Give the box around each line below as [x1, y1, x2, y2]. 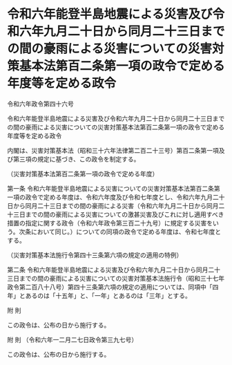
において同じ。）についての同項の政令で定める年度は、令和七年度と [30, 227, 222, 236]
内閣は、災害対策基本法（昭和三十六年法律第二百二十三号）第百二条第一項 [7, 146, 219, 154]
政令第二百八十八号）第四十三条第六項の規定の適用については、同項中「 [7, 283, 213, 291]
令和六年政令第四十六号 [7, 100, 74, 108]
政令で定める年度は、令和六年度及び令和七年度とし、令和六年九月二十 [25, 193, 225, 201]
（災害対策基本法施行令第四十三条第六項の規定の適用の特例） [7, 250, 183, 259]
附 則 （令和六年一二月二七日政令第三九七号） [7, 335, 138, 344]
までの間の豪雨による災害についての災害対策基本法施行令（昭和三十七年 [19, 274, 225, 282]
